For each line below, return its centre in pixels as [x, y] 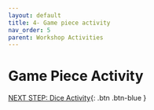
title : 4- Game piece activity [59, 23]
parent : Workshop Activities [56, 37]
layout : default [35, 15]
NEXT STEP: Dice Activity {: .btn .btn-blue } [77, 98]
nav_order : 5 [29, 30]
